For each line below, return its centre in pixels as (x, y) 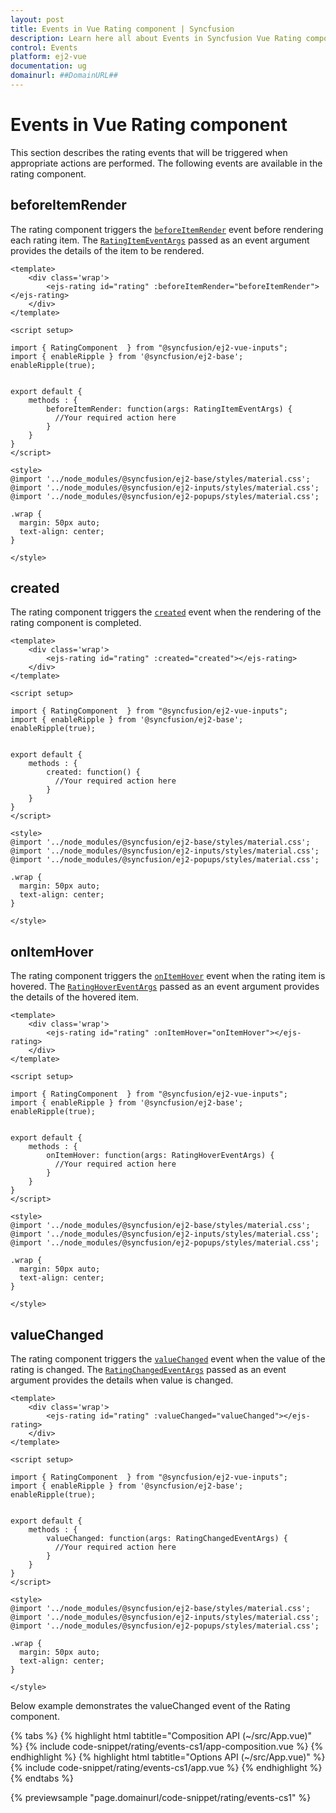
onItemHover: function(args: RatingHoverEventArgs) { (160, 1156)
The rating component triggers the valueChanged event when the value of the (168, 1359)
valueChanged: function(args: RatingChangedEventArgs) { (167, 1539)
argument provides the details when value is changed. (122, 1380)
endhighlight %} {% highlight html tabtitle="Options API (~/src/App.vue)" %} (168, 1757)
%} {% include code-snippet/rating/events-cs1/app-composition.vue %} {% (167, 1747)
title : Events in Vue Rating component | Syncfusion (122, 29)
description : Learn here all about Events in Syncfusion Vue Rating (156, 38)
